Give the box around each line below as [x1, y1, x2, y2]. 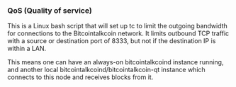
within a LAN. [7, 45, 47, 53]
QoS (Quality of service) [7, 6, 92, 16]
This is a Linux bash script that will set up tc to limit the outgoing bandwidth [7, 22, 228, 30]
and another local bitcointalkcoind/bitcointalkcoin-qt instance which [7, 66, 206, 74]
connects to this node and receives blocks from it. [7, 73, 154, 81]
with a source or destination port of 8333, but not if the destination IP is [7, 37, 216, 45]
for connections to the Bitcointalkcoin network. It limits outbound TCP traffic [7, 29, 230, 37]
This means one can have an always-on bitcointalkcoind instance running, [7, 58, 224, 66]
